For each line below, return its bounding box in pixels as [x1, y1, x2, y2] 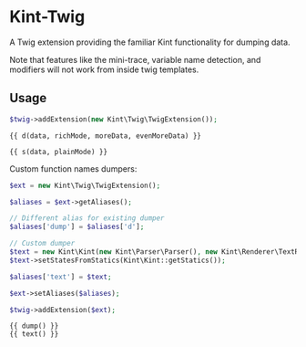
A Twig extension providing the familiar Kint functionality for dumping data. [9, 37, 291, 47]
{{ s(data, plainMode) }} [9, 147, 107, 156]
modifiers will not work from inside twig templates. [9, 64, 199, 75]
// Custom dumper [9, 239, 76, 248]
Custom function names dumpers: [9, 163, 138, 174]
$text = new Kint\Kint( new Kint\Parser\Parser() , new [9, 247, 219, 257]
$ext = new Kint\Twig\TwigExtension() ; [9, 181, 161, 190]
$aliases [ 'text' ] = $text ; [9, 272, 112, 281]
